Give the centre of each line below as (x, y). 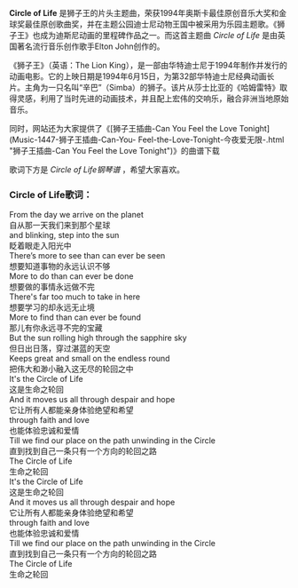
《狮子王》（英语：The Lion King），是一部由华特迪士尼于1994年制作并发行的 (149, 65)
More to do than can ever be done (71, 276)
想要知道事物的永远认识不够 (60, 266)
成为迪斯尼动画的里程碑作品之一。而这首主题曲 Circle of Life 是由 (158, 35)
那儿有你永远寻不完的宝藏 (56, 328)
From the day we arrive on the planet (77, 215)
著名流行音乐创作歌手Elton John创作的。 (90, 46)
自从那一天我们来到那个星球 (60, 226)
